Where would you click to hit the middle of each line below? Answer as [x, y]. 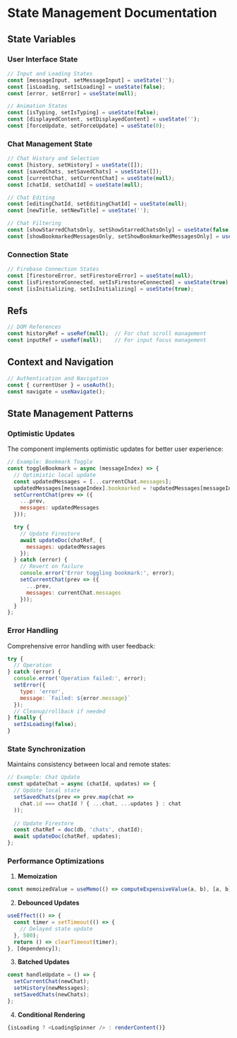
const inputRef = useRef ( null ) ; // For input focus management [107, 340]
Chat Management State [50, 144]
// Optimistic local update [55, 475]
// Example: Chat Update [44, 778]
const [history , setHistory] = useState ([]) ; [75, 165]
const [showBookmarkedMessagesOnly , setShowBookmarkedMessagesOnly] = [113, 236]
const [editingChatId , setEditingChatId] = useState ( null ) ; [98, 204]
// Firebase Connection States [53, 270]
